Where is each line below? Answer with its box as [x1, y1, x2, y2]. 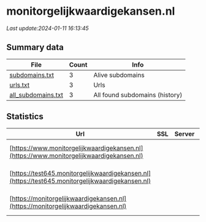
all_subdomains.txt [9, 91, 63, 99]
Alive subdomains [93, 70, 145, 79]
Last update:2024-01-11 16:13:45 [6, 24, 89, 32]
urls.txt [9, 81, 29, 89]
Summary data [6, 42, 64, 53]
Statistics [6, 111, 44, 122]
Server [174, 130, 195, 138]
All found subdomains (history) [93, 91, 183, 99]
